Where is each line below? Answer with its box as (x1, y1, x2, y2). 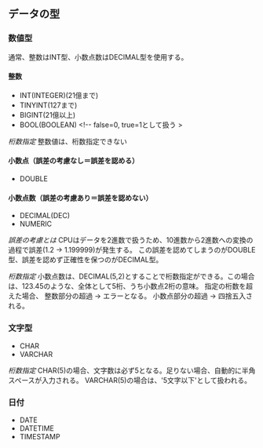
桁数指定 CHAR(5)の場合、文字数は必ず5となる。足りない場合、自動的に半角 (8, 366, 256, 375)
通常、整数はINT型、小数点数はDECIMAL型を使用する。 (8, 52, 188, 61)
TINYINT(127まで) (19, 100, 78, 110)
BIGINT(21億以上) (19, 110, 76, 119)
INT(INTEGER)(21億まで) (19, 90, 99, 100)
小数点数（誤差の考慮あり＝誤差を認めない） (8, 193, 153, 202)
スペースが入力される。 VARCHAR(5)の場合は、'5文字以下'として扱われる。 (8, 375, 252, 384)
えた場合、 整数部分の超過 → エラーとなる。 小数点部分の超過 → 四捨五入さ (8, 291, 253, 300)
